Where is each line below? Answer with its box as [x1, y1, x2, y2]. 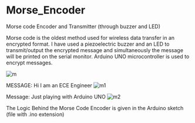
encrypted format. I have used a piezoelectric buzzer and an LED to [6, 40, 170, 47]
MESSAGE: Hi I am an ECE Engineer [6, 81, 93, 88]
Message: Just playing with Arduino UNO [6, 93, 106, 100]
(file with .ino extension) [6, 111, 65, 118]
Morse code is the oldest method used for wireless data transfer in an [6, 34, 175, 41]
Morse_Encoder [6, 4, 86, 17]
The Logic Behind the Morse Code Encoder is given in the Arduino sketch [6, 104, 184, 111]
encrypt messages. [6, 59, 53, 66]
